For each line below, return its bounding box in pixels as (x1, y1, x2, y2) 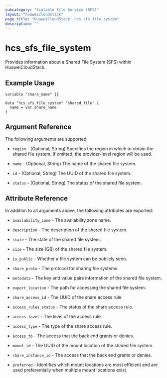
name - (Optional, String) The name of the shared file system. (12, 160, 137, 167)
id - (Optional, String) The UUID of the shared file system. (12, 170, 132, 176)
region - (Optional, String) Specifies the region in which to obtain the (12, 145, 154, 152)
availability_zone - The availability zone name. (12, 217, 111, 223)
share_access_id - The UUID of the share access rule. (12, 294, 123, 300)
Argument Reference (5, 123, 72, 131)
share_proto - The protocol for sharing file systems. (12, 265, 119, 271)
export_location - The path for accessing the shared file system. (12, 284, 146, 290)
